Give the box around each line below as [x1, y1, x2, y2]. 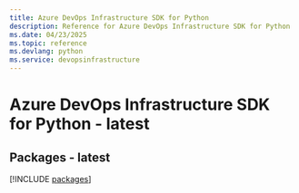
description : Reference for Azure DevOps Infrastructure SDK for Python [9, 22, 291, 31]
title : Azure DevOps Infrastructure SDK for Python [9, 13, 209, 23]
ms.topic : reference [9, 38, 88, 48]
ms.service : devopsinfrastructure [9, 55, 141, 64]
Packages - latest [9, 150, 111, 165]
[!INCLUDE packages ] [9, 174, 92, 184]
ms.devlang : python [9, 47, 84, 56]
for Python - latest [9, 114, 150, 134]
